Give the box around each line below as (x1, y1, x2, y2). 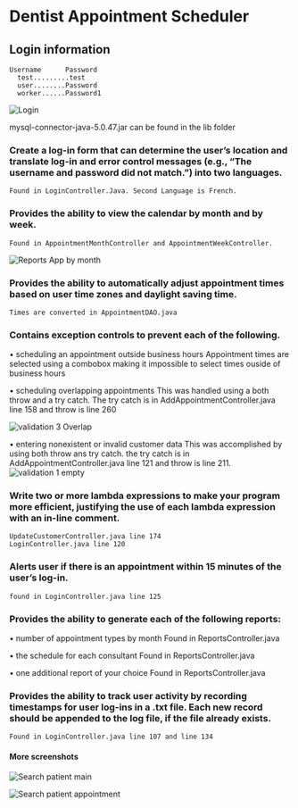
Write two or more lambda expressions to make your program (9, 489, 281, 502)
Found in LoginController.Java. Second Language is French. (9, 187, 238, 196)
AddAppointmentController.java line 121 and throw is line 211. (9, 458, 232, 469)
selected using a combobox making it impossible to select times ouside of (9, 359, 281, 370)
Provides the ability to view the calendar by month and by (9, 207, 263, 220)
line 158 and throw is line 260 (9, 404, 117, 415)
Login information (9, 42, 111, 57)
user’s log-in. (9, 571, 69, 584)
